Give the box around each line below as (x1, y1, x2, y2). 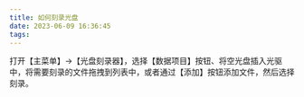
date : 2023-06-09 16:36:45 (9, 22, 111, 31)
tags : (9, 30, 30, 39)
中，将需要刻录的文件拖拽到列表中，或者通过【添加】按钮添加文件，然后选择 (9, 66, 295, 77)
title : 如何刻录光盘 (9, 13, 79, 22)
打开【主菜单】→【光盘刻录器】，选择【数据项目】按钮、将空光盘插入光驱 (9, 56, 283, 66)
